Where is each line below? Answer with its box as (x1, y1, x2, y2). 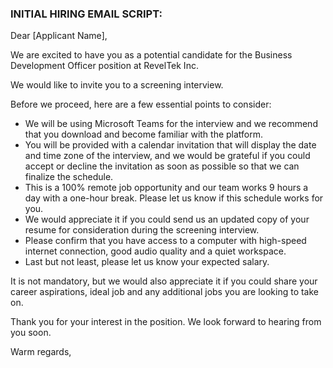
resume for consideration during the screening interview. (24, 224, 260, 236)
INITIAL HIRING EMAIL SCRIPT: (10, 7, 163, 21)
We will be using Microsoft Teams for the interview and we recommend (24, 118, 318, 130)
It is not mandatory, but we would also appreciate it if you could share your (10, 275, 318, 287)
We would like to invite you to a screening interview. (10, 79, 224, 91)
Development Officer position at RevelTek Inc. (10, 60, 199, 72)
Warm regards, (10, 346, 72, 358)
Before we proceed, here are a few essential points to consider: (10, 98, 272, 111)
